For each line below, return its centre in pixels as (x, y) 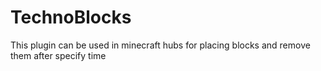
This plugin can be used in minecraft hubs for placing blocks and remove (160, 45)
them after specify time (58, 55)
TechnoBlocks (71, 17)
